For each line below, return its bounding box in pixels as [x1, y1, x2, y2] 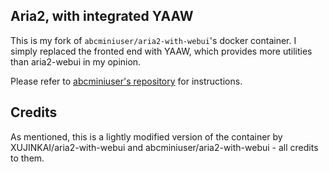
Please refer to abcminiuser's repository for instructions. [10, 75, 243, 87]
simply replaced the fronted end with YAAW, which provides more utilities [10, 45, 313, 57]
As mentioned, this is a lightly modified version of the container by [10, 130, 283, 143]
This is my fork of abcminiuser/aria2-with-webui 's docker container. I [10, 34, 297, 46]
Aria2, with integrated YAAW [10, 8, 194, 25]
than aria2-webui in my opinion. [10, 55, 142, 68]
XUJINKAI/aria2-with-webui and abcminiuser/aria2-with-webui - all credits [10, 141, 319, 153]
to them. [10, 152, 45, 164]
